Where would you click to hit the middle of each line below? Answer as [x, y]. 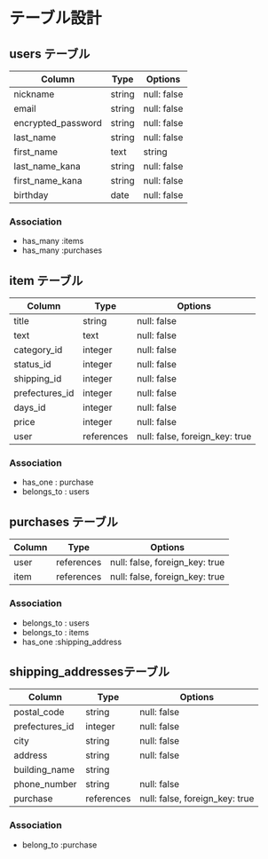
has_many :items [53, 241]
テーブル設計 [55, 18]
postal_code [39, 713]
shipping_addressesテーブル [90, 671]
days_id [30, 407]
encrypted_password [58, 123]
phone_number [45, 784]
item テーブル [46, 280]
